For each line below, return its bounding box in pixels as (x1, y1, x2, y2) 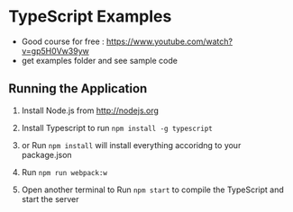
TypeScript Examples (8, 6, 172, 27)
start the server (21, 193, 79, 204)
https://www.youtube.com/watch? (105, 36, 233, 47)
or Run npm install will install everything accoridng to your (21, 139, 242, 150)
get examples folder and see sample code (21, 55, 178, 66)
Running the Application (8, 81, 148, 96)
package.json (21, 149, 73, 160)
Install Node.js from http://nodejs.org (21, 105, 160, 116)
